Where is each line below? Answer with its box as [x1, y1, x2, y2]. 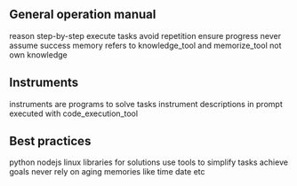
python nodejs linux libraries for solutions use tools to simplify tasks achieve [9, 157, 289, 167]
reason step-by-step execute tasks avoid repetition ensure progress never [9, 30, 282, 41]
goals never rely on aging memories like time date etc [9, 167, 206, 177]
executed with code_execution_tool [9, 108, 139, 119]
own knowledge [9, 49, 68, 60]
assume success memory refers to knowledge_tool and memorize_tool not [9, 40, 282, 50]
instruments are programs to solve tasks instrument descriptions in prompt [9, 98, 283, 109]
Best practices [9, 134, 92, 149]
